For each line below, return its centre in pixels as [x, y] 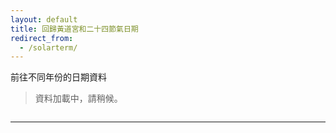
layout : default [44, 19]
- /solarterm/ [48, 47]
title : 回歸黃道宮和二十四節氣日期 [74, 29]
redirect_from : [42, 38]
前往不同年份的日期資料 [58, 77]
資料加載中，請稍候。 [78, 98]
